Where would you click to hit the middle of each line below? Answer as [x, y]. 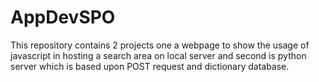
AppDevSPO [63, 17]
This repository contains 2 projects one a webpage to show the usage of [160, 45]
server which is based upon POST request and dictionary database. [150, 66]
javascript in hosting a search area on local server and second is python [158, 55]
